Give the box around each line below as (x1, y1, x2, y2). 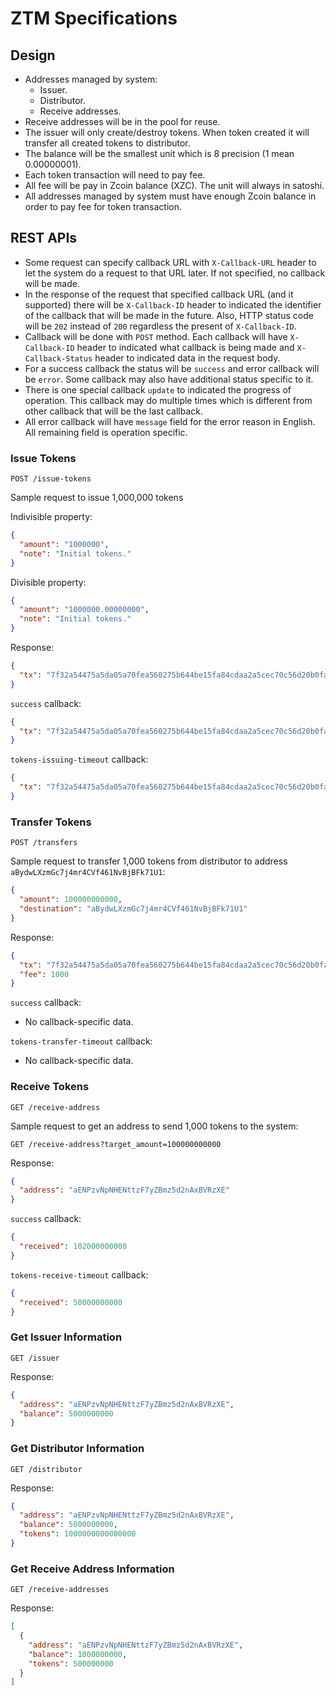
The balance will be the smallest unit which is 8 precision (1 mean (24, 148, 295, 159)
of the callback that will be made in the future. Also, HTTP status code (24, 309, 314, 321)
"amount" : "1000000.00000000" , (19, 605, 150, 615)
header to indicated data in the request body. (94, 352, 281, 364)
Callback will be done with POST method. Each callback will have (24, 330, 288, 342)
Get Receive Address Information (10, 1562, 175, 1576)
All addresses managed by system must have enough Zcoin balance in (24, 190, 317, 202)
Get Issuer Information (10, 1330, 123, 1344)
